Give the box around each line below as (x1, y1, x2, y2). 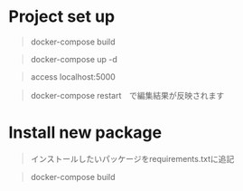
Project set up (8, 6, 115, 27)
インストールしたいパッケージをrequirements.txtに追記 (30, 153, 235, 164)
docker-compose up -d (30, 53, 118, 64)
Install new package (8, 122, 163, 143)
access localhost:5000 (30, 71, 117, 82)
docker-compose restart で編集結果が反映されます (30, 90, 225, 100)
